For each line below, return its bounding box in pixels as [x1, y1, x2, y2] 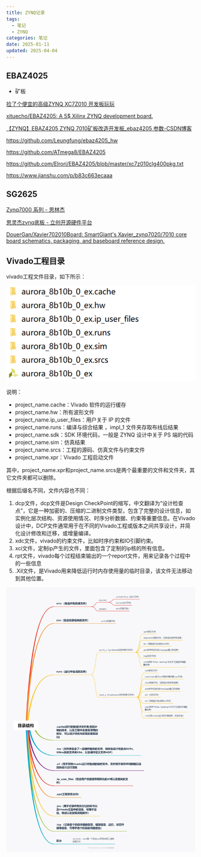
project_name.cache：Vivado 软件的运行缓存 [14, 401, 127, 408]
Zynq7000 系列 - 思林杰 [6, 206, 65, 213]
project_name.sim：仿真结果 [14, 438, 86, 446]
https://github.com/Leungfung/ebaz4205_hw [6, 137, 118, 144]
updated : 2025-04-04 [6, 48, 58, 54]
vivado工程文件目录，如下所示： [6, 273, 86, 280]
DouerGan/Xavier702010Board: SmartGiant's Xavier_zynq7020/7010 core [6, 230, 187, 238]
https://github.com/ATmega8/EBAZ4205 [6, 148, 106, 156]
